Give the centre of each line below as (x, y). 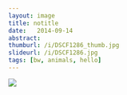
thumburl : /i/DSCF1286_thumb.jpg (64, 46)
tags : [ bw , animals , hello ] (55, 61)
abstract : (25, 38)
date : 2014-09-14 (41, 30)
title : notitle (34, 23)
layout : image (32, 16)
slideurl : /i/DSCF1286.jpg (53, 53)
